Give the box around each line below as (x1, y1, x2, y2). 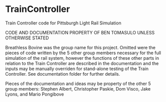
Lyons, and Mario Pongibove (5, 91, 64, 97)
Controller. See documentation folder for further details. (5, 71, 120, 77)
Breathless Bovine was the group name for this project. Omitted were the (5, 44, 155, 50)
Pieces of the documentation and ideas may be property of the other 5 (5, 81, 151, 87)
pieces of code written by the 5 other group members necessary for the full (5, 50, 161, 56)
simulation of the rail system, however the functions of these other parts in (5, 55, 159, 61)
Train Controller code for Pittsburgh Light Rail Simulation (5, 20, 121, 26)
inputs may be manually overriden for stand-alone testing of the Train (5, 66, 149, 72)
